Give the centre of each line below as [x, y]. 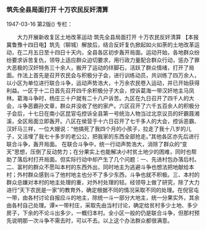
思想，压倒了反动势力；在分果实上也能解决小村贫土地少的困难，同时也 [103, 152]
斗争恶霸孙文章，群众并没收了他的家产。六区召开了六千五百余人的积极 [105, 106]
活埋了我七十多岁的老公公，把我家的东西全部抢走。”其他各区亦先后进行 [111, 136]
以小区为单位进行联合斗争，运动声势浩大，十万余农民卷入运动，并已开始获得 [103, 83]
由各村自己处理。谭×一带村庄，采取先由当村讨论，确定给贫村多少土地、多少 [102, 206]
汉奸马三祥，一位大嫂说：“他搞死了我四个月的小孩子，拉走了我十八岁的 [96, 129]
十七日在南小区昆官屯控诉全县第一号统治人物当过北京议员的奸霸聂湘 [113, 114]
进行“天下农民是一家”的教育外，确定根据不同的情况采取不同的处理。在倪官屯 [103, 190]
